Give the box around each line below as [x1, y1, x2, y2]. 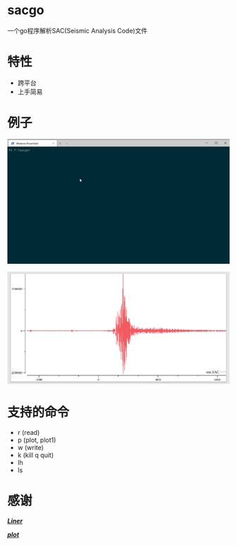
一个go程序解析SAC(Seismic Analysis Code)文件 [7, 26, 148, 35]
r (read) [17, 429, 40, 437]
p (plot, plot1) [17, 436, 56, 444]
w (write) [17, 443, 44, 452]
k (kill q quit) [17, 451, 54, 460]
